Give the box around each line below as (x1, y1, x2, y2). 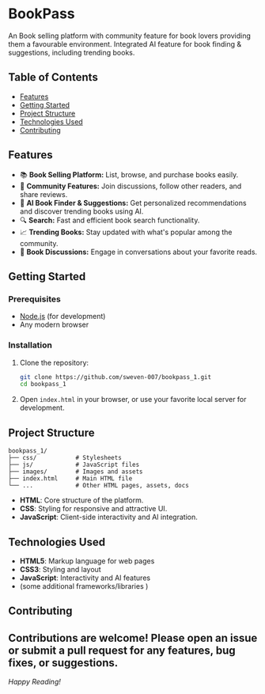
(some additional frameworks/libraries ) (19, 581, 149, 590)
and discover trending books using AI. (19, 207, 144, 216)
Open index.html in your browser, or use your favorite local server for (19, 395, 247, 404)
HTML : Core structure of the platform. (19, 495, 144, 505)
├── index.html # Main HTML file (8, 475, 133, 483)
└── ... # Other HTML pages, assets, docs (8, 482, 190, 490)
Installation (8, 339, 53, 351)
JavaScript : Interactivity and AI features (19, 573, 151, 582)
